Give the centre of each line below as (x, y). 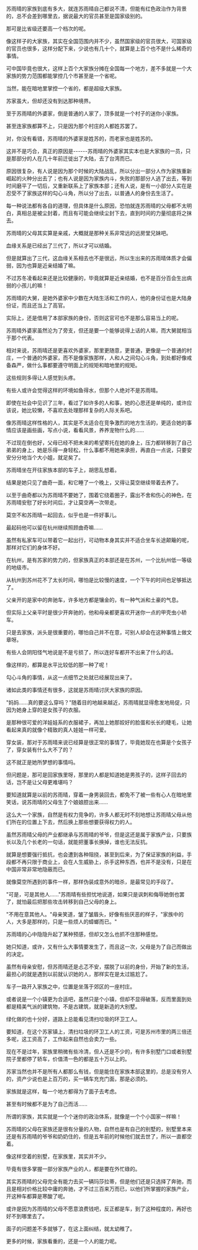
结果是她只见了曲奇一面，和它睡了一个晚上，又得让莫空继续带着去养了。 (94, 482)
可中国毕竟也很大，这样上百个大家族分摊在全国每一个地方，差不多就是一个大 (99, 68)
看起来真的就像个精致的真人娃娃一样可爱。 (58, 730)
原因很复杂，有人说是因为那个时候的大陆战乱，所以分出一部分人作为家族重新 (99, 171)
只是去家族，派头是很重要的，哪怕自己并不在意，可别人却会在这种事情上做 (96, 632)
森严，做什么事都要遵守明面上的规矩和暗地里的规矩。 (75, 365)
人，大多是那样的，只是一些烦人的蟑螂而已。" (62, 922)
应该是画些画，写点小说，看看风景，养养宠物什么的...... (77, 430)
